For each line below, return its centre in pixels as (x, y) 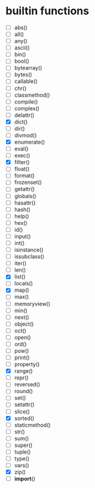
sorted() (24, 418)
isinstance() (29, 250)
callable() (26, 81)
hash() (22, 209)
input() (22, 236)
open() (22, 337)
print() (22, 357)
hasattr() (25, 203)
